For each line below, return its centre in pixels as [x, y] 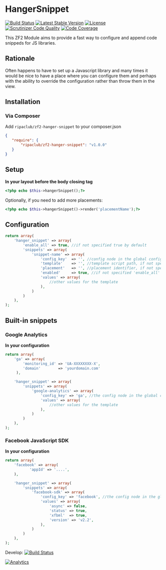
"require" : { [25, 140]
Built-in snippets [31, 320]
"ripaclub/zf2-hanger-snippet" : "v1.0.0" [64, 145]
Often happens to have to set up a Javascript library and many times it [77, 70]
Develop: [14, 552]
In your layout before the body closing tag [49, 181]
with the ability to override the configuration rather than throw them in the [80, 81]
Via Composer [23, 116]
